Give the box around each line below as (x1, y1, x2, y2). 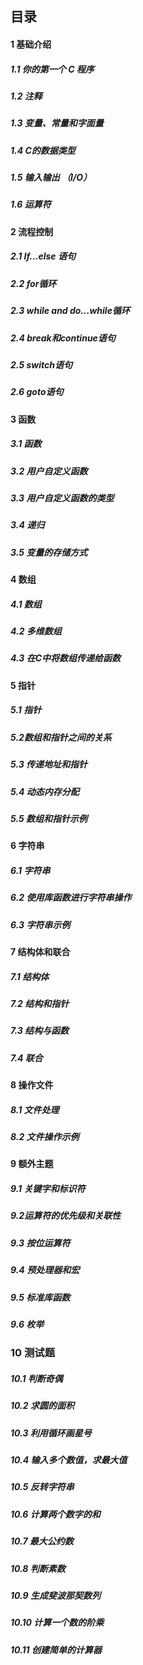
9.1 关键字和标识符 (10, 1183, 86, 1195)
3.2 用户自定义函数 (10, 465, 88, 477)
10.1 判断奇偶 (10, 1372, 63, 1384)
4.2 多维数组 (10, 625, 62, 637)
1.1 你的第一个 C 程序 (10, 63, 95, 75)
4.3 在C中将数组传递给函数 (10, 652, 122, 664)
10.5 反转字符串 (10, 1481, 75, 1493)
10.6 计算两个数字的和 (10, 1508, 101, 1520)
